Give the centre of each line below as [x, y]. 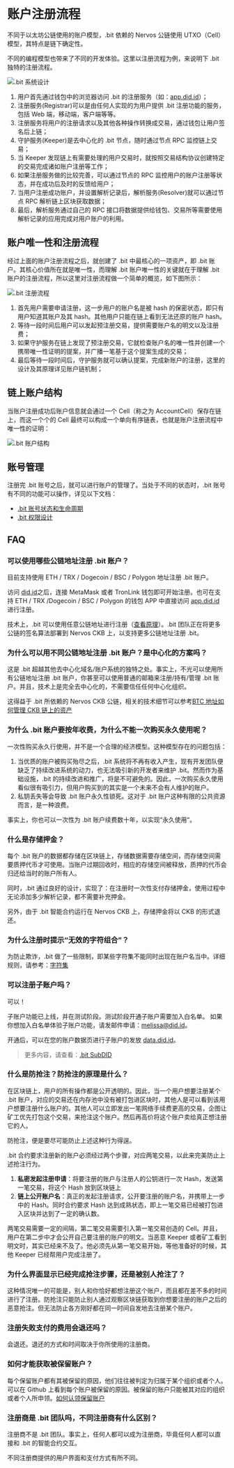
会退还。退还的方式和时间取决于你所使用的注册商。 [80, 1344]
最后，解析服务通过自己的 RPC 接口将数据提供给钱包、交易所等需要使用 [120, 210]
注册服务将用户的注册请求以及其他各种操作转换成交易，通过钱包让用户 [118, 123]
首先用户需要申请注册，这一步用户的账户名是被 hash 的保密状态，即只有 [120, 308]
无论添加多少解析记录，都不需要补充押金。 [68, 896]
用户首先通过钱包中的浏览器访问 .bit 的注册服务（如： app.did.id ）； [112, 96]
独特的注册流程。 [32, 67]
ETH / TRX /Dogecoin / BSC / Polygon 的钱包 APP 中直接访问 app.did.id [117, 601]
